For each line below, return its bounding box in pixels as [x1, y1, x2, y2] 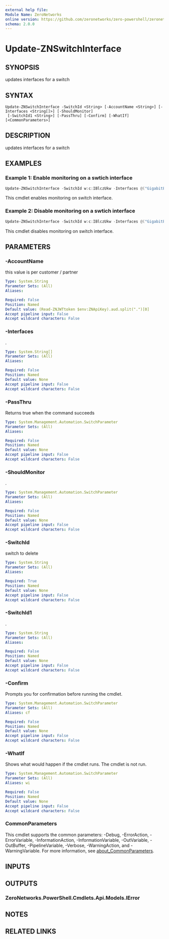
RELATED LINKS [5, 927, 56, 936]
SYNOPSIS [5, 63, 40, 72]
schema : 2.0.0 [5, 21, 35, 27]
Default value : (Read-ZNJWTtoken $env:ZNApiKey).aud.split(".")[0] [5, 307, 150, 312]
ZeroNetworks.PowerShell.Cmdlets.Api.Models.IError [5, 895, 140, 902]
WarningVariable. [5, 847, 41, 854]
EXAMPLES [5, 159, 42, 168]
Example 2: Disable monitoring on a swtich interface [5, 208, 135, 215]
